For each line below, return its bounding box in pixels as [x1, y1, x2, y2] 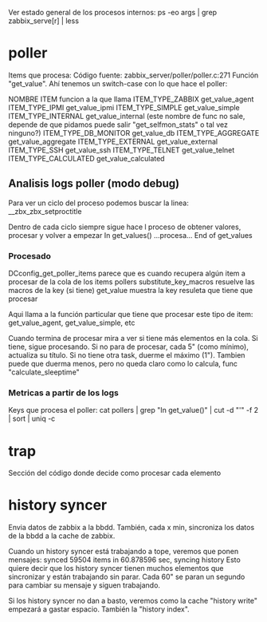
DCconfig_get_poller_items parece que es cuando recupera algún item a [8, 268, 245, 279]
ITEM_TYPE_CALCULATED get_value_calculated [8, 153, 165, 163]
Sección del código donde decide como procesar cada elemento [8, 468, 222, 478]
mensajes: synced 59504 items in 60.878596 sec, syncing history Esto [8, 555, 241, 565]
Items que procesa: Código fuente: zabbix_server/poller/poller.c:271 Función [8, 70, 259, 80]
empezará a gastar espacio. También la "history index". [8, 604, 190, 614]
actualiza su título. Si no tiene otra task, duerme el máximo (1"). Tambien [8, 351, 245, 360]
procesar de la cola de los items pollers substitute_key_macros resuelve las [8, 277, 255, 287]
